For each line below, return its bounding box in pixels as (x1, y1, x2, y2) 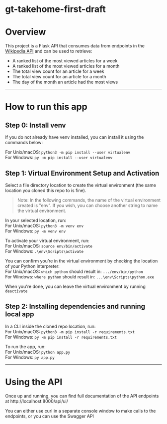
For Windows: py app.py (5, 354, 55, 360)
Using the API (5, 376, 63, 388)
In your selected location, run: (5, 217, 66, 223)
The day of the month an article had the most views (12, 79, 118, 85)
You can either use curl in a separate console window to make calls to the (5, 408, 156, 414)
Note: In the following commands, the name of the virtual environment (17, 197, 161, 203)
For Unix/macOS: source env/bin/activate (5, 243, 93, 249)
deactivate (5, 288, 28, 294)
